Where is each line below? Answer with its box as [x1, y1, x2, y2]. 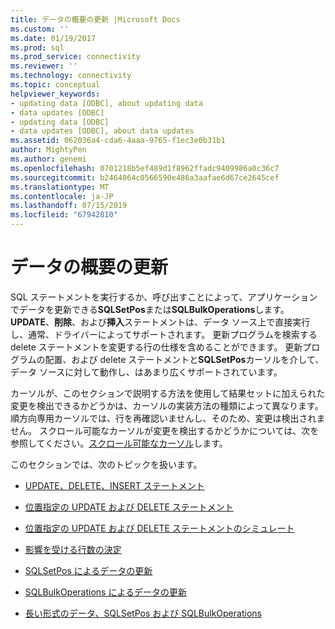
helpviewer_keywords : [10, 89, 101, 99]
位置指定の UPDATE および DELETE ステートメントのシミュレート [24, 522, 295, 534]
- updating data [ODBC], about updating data [10, 98, 203, 108]
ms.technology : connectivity [10, 71, 132, 81]
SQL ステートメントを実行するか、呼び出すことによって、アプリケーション [10, 291, 318, 303]
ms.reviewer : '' [10, 61, 78, 71]
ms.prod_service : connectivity [10, 52, 141, 62]
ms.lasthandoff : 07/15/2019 [10, 201, 128, 211]
